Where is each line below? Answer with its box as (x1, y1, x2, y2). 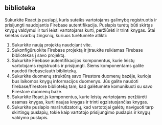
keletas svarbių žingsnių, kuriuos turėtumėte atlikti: (4, 32, 107, 38)
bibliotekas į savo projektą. (11, 52, 66, 58)
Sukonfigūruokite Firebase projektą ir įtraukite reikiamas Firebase (11, 47, 143, 53)
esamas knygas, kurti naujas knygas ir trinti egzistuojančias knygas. (11, 99, 149, 104)
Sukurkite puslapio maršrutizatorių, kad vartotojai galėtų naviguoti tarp (11, 104, 154, 110)
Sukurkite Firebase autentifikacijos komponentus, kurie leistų (11, 57, 135, 63)
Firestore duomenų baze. (11, 88, 63, 94)
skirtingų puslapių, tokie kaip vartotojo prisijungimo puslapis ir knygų (11, 109, 150, 115)
